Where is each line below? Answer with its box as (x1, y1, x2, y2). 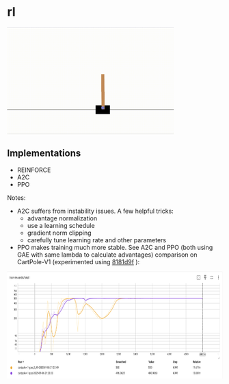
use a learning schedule (27, 221, 95, 229)
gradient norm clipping (27, 229, 92, 237)
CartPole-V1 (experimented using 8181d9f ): (16, 257, 140, 266)
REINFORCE (16, 166, 51, 174)
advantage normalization (27, 214, 98, 222)
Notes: (7, 193, 26, 202)
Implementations (7, 148, 81, 159)
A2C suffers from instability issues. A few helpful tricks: (16, 207, 174, 215)
